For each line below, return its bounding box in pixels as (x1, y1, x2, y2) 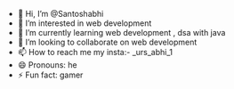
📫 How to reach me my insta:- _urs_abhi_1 (17, 47, 173, 57)
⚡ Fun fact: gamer (17, 69, 84, 80)
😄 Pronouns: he (17, 60, 77, 70)
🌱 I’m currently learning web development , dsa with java (17, 28, 226, 37)
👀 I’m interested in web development (17, 18, 152, 28)
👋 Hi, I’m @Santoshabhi (17, 9, 104, 19)
